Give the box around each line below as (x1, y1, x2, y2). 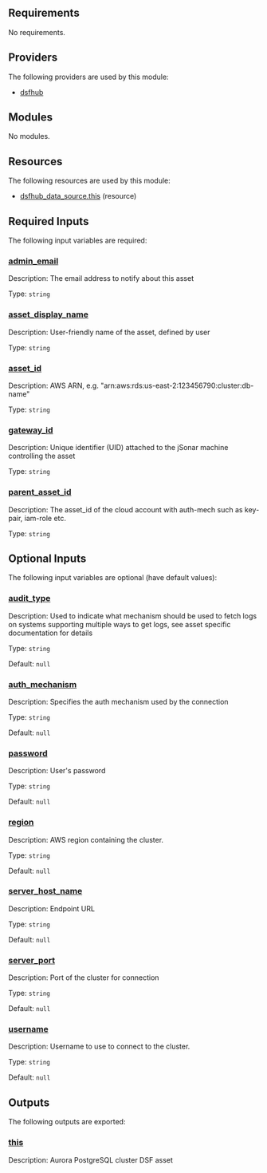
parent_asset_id (8, 487, 72, 498)
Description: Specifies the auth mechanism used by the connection (8, 697, 229, 706)
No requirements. (8, 27, 66, 37)
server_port (8, 954, 56, 966)
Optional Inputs (8, 551, 87, 565)
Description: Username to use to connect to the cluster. (8, 1041, 190, 1052)
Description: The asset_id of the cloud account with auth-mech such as (8, 504, 243, 514)
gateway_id (8, 425, 53, 436)
